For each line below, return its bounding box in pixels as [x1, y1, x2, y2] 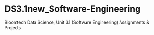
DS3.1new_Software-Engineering [4, 3, 141, 15]
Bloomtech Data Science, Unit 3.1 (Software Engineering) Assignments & [4, 19, 149, 25]
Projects [4, 24, 21, 30]
